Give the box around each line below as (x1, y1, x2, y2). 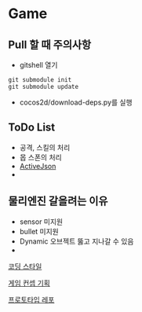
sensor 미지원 (19, 217, 64, 226)
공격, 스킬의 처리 (19, 142, 71, 152)
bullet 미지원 (19, 226, 59, 236)
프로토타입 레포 (8, 295, 55, 304)
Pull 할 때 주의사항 (8, 38, 92, 51)
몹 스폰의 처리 (19, 152, 62, 162)
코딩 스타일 (8, 261, 42, 271)
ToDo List (8, 121, 56, 134)
